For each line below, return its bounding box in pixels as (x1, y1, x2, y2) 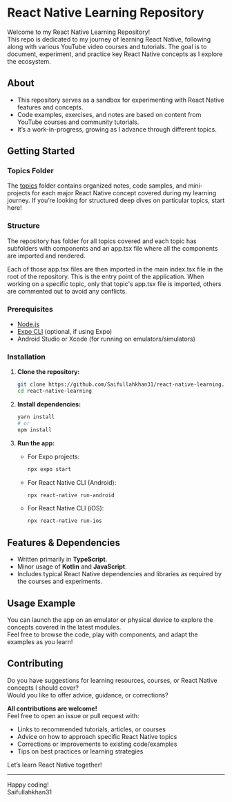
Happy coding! (7, 781, 50, 789)
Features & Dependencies (7, 537, 121, 549)
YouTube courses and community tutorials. (17, 118, 139, 126)
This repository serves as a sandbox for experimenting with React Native (17, 96, 224, 104)
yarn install (17, 413, 55, 420)
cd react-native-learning (17, 388, 92, 395)
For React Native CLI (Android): (27, 478, 117, 486)
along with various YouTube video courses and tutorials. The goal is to (7, 42, 207, 51)
